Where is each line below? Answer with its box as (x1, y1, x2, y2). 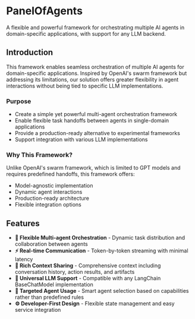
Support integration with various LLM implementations (14, 136, 148, 143)
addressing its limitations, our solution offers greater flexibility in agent (6, 76, 179, 83)
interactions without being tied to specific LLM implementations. (6, 82, 163, 89)
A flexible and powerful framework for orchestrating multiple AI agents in (6, 24, 185, 31)
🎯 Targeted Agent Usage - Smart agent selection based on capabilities (14, 287, 189, 295)
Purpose (6, 97, 32, 105)
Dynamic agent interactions (14, 189, 83, 196)
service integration (14, 307, 61, 314)
